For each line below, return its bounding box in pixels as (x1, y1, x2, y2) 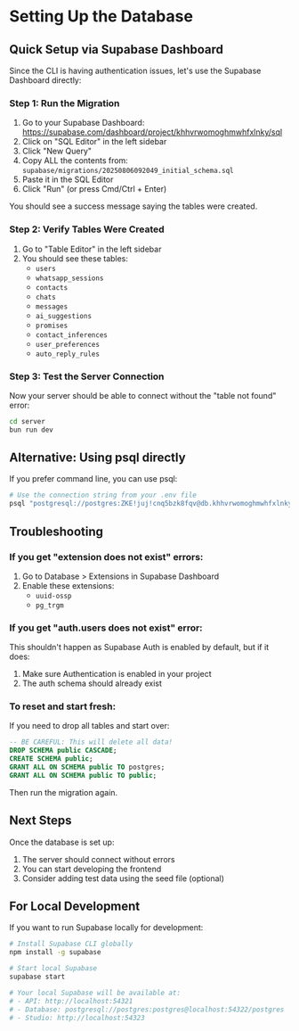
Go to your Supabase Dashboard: (21, 118, 145, 128)
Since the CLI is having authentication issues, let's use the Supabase (9, 65, 262, 76)
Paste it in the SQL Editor (21, 174, 114, 185)
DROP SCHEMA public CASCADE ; (9, 746, 117, 755)
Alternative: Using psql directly (9, 450, 186, 466)
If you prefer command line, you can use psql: (9, 474, 178, 484)
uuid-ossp (35, 591, 73, 600)
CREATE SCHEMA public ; (9, 755, 93, 763)
